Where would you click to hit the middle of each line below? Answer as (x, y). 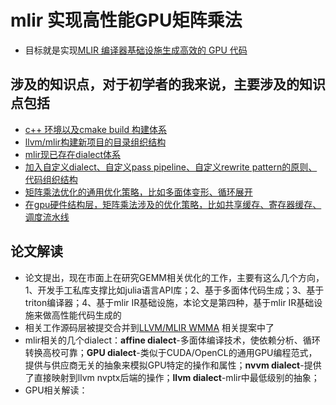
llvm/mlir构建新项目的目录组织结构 (95, 142)
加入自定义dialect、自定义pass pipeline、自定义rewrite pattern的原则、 (171, 167)
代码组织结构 (51, 179)
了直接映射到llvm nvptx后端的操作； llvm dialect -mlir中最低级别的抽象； (172, 377)
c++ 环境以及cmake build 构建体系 (95, 129)
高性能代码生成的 (86, 315)
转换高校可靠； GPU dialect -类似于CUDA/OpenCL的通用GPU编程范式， (171, 352)
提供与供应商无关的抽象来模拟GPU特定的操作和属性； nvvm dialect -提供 (173, 365)
